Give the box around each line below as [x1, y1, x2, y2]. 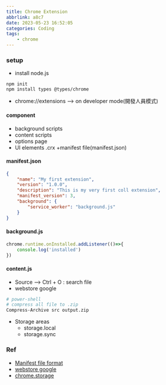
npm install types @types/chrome [6, 86, 89, 92]
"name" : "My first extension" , [17, 176, 95, 182]
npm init [6, 81, 28, 87]
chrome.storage [14, 372, 55, 379]
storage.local [23, 324, 56, 331]
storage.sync [23, 331, 57, 338]
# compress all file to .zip [6, 302, 79, 308]
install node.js [14, 70, 49, 77]
